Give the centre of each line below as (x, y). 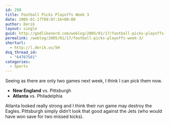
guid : (11, 33)
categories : (18, 62)
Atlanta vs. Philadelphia (37, 96)
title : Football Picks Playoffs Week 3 (47, 15)
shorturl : (16, 43)
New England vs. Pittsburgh (42, 91)
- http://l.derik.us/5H (35, 48)
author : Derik (20, 24)
